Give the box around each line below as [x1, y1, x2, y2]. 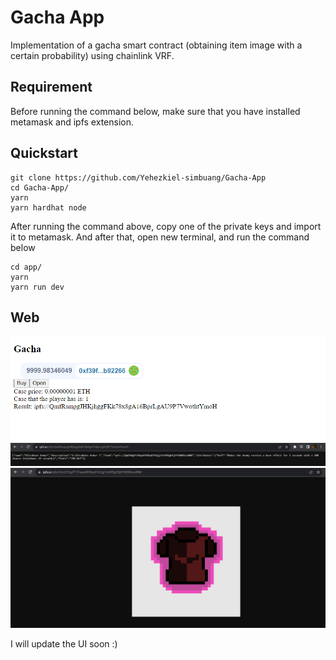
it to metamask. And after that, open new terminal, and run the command [10, 231, 310, 243]
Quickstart [10, 145, 79, 162]
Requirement [10, 79, 93, 96]
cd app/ [10, 262, 43, 272]
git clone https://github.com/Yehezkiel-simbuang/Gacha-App [10, 172, 267, 183]
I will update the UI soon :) [10, 637, 118, 650]
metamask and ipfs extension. [10, 116, 134, 128]
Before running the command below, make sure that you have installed [10, 105, 301, 117]
